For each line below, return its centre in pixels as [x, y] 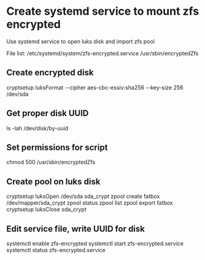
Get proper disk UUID [48, 113]
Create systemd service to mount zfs [103, 11]
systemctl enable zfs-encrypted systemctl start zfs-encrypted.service [95, 243]
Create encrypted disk [50, 73]
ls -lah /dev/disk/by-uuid [37, 128]
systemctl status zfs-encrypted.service [56, 250]
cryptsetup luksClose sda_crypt [47, 210]
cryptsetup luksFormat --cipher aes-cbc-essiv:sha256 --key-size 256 [95, 87]
